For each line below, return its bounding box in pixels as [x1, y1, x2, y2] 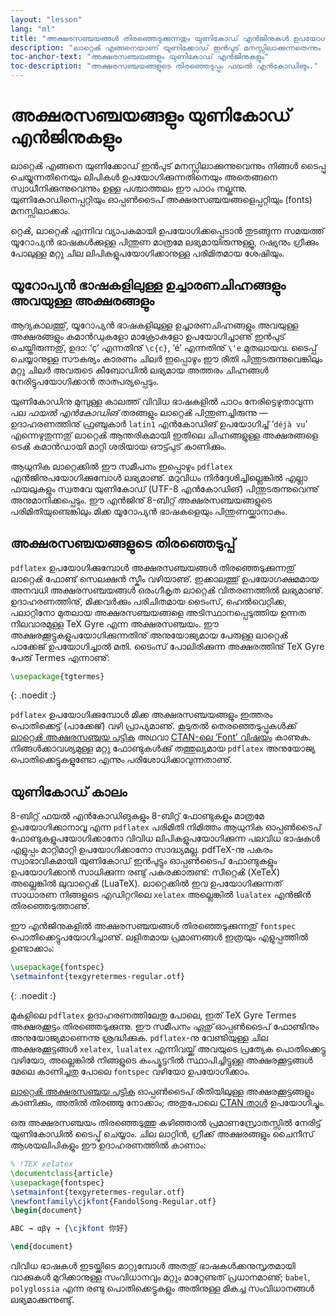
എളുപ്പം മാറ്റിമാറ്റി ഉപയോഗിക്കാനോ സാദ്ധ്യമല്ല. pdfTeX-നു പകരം [10, 844, 273, 856]
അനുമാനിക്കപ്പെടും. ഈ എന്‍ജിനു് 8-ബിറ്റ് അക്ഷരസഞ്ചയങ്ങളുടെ [10, 494, 273, 506]
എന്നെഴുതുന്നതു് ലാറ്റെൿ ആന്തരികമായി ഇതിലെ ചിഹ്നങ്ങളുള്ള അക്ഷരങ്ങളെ [10, 429, 318, 441]
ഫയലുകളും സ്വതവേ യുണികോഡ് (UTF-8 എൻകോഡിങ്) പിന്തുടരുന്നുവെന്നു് [10, 482, 319, 495]
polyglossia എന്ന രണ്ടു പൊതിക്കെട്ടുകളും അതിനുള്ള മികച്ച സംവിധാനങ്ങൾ [10, 1282, 315, 1294]
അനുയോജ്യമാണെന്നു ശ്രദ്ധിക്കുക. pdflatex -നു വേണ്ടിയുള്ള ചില [10, 1032, 268, 1043]
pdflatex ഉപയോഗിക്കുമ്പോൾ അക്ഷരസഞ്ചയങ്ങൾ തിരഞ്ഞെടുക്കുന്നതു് [10, 561, 295, 573]
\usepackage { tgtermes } [10, 671, 105, 681]
